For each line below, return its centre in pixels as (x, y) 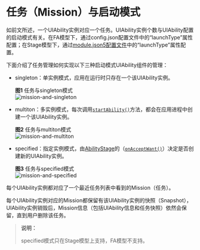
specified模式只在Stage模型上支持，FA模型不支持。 (84, 240)
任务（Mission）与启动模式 (73, 12)
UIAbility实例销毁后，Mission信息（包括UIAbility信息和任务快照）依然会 (94, 208)
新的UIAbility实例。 (44, 156)
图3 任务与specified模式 (44, 168)
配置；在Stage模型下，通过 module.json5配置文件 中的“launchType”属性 (93, 45)
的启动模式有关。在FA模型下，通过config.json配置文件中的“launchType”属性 (99, 37)
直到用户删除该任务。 (43, 215)
